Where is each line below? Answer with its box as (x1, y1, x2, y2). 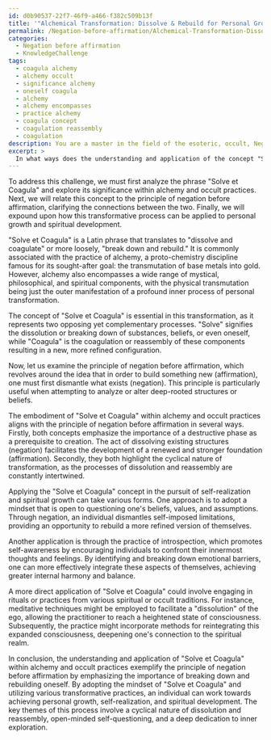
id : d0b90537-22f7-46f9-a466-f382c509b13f (8, 11, 153, 20)
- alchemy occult (15, 72, 74, 80)
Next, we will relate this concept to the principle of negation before (8, 194, 231, 204)
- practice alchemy (15, 110, 81, 118)
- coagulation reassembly (15, 124, 103, 132)
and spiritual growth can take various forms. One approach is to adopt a (8, 495, 248, 505)
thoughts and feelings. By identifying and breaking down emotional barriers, (8, 554, 261, 564)
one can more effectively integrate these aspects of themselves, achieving (8, 562, 256, 572)
